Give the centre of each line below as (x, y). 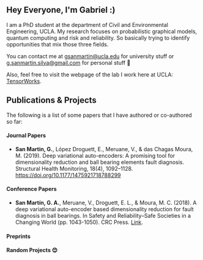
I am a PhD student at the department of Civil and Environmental (87, 24)
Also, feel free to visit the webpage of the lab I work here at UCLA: (90, 74)
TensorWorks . (24, 81)
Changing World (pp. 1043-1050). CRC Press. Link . (79, 222)
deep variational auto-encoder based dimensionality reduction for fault (104, 209)
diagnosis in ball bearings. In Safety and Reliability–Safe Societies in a (103, 216)
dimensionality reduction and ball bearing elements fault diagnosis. (100, 162)
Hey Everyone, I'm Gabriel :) (61, 10)
